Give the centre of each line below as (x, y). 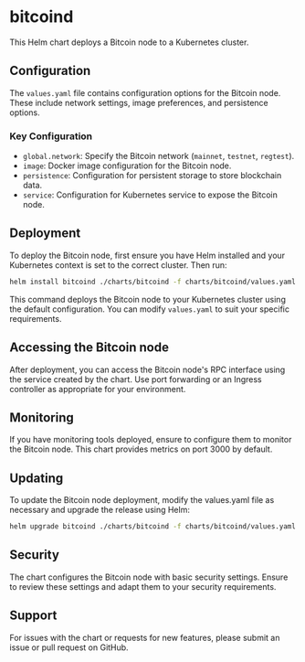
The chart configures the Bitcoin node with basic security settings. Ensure (149, 577)
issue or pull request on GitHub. (69, 647)
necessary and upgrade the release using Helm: (100, 510)
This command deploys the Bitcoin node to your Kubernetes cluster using (147, 299)
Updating (37, 478)
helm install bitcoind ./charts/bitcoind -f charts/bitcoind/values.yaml (153, 282)
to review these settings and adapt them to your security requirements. (143, 586)
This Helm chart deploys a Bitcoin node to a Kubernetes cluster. (129, 42)
